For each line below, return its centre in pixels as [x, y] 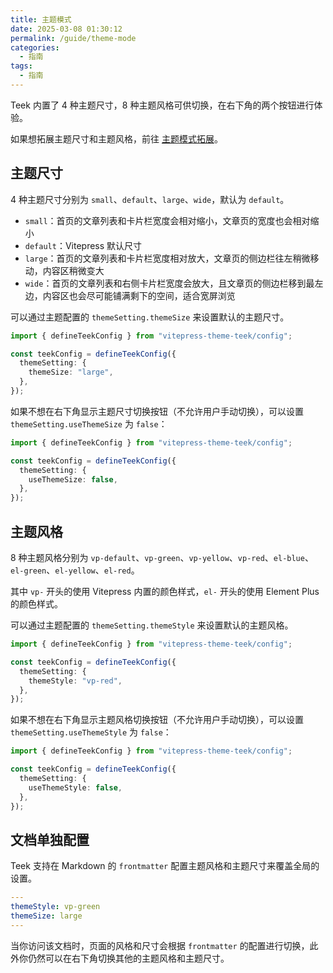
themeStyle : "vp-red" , [75, 681]
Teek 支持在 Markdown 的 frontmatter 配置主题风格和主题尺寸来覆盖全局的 [165, 866]
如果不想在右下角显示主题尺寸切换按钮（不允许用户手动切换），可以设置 [157, 411]
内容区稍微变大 [73, 270]
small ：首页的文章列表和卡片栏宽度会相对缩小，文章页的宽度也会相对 [167, 220]
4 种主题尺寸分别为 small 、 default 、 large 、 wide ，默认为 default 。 [150, 199]
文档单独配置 [50, 839]
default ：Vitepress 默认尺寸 [83, 245]
